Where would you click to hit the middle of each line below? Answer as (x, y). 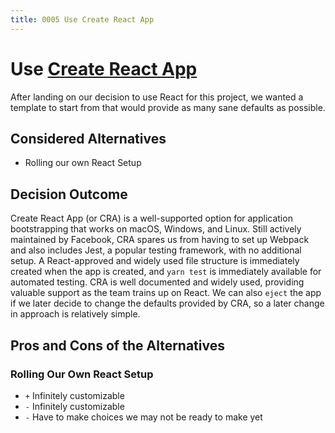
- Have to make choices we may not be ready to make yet (143, 417)
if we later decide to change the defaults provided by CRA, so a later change (167, 303)
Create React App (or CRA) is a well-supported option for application (151, 218)
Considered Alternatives (88, 138)
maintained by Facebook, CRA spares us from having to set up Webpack (160, 240)
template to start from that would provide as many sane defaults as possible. (168, 107)
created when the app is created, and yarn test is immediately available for (166, 272)
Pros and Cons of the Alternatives (117, 345)
